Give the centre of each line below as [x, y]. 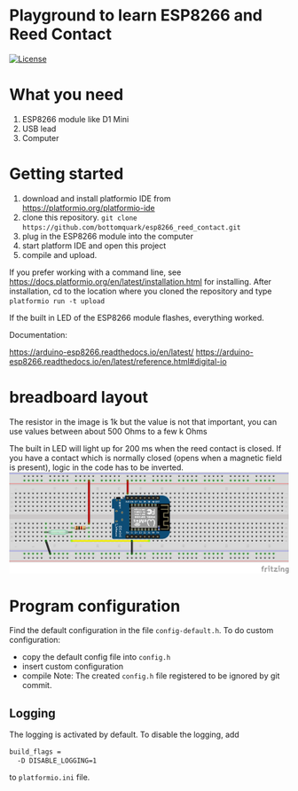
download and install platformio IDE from [96, 198]
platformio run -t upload [57, 301]
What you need [67, 95]
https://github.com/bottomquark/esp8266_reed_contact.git [131, 227]
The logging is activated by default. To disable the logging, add [124, 735]
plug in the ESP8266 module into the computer [107, 236]
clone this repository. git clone [79, 217]
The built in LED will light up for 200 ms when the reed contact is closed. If [145, 448]
